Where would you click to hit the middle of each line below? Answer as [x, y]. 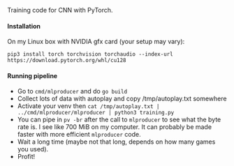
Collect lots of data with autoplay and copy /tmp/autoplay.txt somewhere [122, 99]
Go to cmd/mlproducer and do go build [72, 91]
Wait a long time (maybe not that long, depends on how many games [116, 142]
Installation [24, 26]
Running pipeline [32, 75]
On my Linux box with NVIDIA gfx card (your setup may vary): [96, 42]
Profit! [26, 157]
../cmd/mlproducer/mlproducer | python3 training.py [96, 113]
